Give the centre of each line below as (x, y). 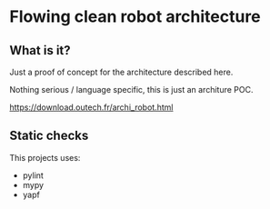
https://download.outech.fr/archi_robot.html (91, 107)
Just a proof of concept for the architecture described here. (121, 72)
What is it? (40, 50)
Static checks (49, 136)
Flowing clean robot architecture (135, 17)
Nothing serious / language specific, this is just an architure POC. (131, 90)
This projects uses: (45, 157)
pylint (33, 175)
